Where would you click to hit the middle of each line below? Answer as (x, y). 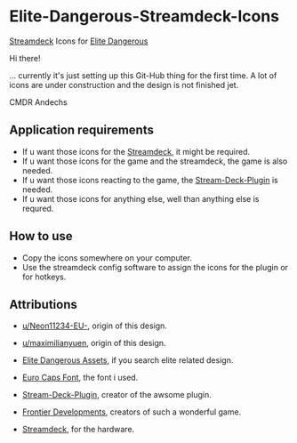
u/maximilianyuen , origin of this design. (94, 343)
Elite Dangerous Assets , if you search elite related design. (128, 360)
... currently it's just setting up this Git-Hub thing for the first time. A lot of (143, 75)
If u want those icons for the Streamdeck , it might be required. (136, 151)
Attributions (44, 304)
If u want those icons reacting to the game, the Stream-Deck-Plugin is (150, 180)
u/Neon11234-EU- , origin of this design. (94, 326)
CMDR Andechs (39, 102)
